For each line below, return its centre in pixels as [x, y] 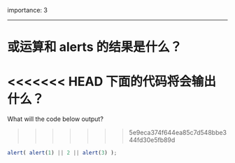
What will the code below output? [55, 119]
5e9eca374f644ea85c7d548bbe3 [178, 133]
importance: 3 [27, 10]
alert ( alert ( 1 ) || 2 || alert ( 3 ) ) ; [62, 153]
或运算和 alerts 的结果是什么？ [95, 47]
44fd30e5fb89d [152, 140]
